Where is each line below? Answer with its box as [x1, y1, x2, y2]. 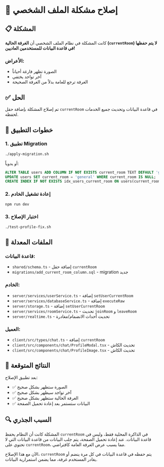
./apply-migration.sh [5, 152, 49, 156]
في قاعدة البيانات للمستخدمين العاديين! [5, 45, 76, 51]
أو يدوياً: [5, 160, 19, 166]
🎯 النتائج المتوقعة [5, 362, 50, 370]
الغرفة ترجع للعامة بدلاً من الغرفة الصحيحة [12, 79, 88, 85]
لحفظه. [5, 111, 19, 117]
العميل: [5, 326, 20, 333]
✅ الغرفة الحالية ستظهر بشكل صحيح [12, 395, 79, 401]
